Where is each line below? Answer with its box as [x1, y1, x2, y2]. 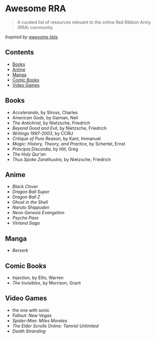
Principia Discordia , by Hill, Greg [12, 146, 78, 152]
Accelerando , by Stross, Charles [12, 109, 78, 115]
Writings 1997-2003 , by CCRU [12, 130, 74, 136]
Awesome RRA [5, 3, 66, 14]
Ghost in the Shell [12, 199, 48, 205]
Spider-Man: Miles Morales [12, 317, 68, 323]
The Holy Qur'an [12, 151, 46, 157]
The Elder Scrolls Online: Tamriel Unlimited [12, 323, 99, 329]
